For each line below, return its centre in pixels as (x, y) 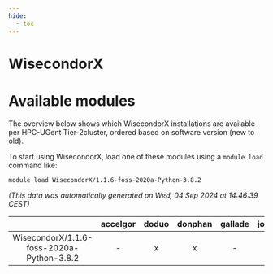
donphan (195, 224)
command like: (33, 165)
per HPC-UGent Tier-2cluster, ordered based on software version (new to (132, 132)
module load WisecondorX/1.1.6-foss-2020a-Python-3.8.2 (105, 180)
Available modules (72, 100)
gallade (235, 224)
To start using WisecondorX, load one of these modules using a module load (136, 156)
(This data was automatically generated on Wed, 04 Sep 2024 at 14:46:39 (133, 195)
